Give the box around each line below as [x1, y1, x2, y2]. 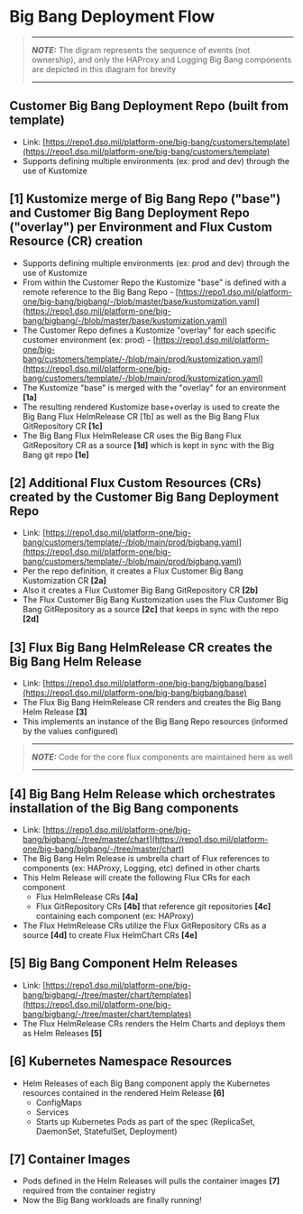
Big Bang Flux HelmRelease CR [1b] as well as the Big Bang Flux [22, 410, 260, 421]
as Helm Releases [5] [22, 1027, 102, 1038]
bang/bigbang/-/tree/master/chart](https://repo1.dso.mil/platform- [22, 834, 269, 844]
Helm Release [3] [22, 706, 87, 718]
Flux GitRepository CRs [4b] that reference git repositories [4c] [35, 901, 271, 912]
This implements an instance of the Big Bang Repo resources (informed [22, 716, 289, 727]
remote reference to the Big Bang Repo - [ [22, 286, 179, 297]
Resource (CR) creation [9, 234, 143, 249]
